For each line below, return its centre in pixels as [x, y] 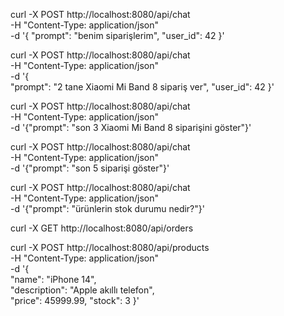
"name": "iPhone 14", [53, 279]
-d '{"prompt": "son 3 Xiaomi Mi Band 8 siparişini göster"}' [131, 127]
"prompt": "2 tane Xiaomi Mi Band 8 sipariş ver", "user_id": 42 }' [142, 87]
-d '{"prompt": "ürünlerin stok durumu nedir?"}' [107, 208]
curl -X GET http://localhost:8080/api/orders [102, 228]
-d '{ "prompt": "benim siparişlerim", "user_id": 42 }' [117, 35]
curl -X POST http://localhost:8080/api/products [110, 247]
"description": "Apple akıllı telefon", [82, 290]
